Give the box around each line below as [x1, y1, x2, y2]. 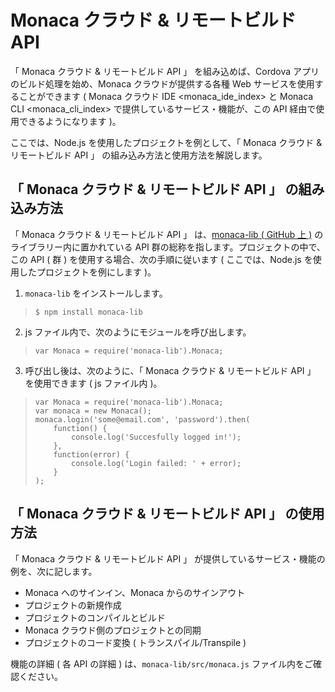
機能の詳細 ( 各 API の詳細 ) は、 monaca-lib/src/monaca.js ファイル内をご [10, 657, 313, 670]
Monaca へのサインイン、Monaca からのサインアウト [24, 586, 246, 598]
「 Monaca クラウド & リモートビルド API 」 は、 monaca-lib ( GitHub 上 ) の [10, 228, 324, 240]
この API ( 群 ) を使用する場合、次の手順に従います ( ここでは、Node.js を [10, 253, 313, 265]
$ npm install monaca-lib [34, 307, 143, 317]
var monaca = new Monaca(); [34, 406, 152, 416]
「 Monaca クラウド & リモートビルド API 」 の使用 [10, 506, 325, 523]
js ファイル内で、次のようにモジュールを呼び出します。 [24, 326, 252, 338]
